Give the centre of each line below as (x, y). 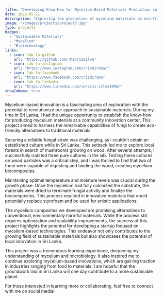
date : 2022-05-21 (23, 14)
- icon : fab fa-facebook (34, 73)
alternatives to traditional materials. (57, 131)
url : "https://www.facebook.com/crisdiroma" (59, 77)
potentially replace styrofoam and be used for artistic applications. (71, 201)
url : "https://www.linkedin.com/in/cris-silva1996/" (68, 86)
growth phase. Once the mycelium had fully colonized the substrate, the (77, 186)
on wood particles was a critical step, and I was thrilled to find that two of (78, 160)
